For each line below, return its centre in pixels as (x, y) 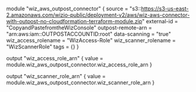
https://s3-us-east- (165, 9)
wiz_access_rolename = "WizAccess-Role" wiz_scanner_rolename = (91, 40)
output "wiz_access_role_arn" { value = (55, 58)
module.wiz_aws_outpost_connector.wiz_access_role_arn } (79, 65)
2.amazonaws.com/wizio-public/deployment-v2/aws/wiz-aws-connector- (98, 15)
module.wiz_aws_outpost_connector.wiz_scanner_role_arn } (81, 82)
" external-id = (160, 21)
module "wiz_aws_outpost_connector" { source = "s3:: (74, 9)
